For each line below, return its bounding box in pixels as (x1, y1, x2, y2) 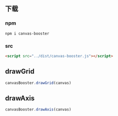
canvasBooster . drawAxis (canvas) (5, 107, 71, 112)
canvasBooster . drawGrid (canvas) (5, 80, 71, 85)
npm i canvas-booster (5, 31, 50, 36)
